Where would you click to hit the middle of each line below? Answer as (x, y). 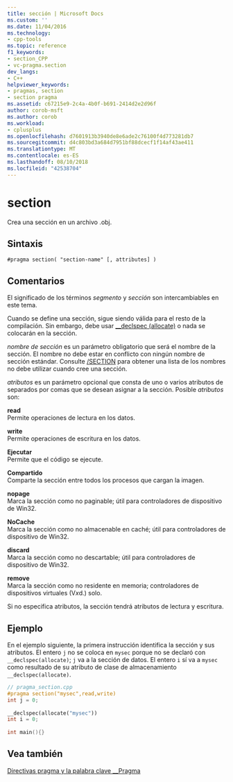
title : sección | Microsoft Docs (55, 14)
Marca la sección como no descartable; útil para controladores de (101, 558)
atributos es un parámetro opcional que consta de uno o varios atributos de (115, 382)
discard (18, 550)
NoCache (21, 522)
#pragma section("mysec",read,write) (62, 694)
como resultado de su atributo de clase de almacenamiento (92, 667)
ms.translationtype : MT (42, 149)
